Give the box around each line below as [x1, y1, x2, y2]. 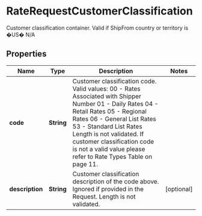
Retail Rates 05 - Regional [72, 107, 147, 115]
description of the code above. [72, 177, 159, 185]
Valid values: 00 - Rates [72, 84, 141, 93]
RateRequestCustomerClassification [6, 4, 194, 18]
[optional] [165, 185, 193, 193]
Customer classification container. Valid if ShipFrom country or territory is [6, 24, 188, 31]
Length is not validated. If [72, 130, 144, 138]
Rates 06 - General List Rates [72, 115, 156, 123]
